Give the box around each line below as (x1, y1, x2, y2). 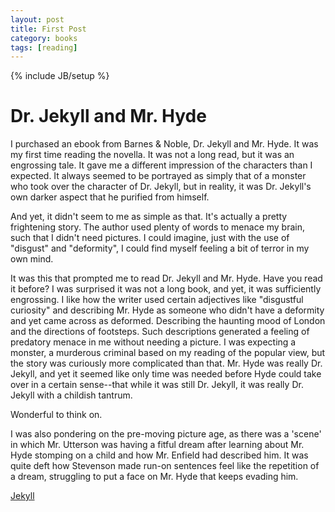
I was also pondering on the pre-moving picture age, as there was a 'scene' (10, 428, 322, 440)
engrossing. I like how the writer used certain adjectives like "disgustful (10, 294, 304, 306)
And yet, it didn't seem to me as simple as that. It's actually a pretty (10, 211, 288, 223)
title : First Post (10, 24, 87, 34)
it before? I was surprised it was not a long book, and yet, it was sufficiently (10, 283, 322, 295)
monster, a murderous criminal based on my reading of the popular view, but (10, 347, 326, 359)
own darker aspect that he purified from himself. (10, 191, 210, 203)
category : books (10, 33, 78, 43)
